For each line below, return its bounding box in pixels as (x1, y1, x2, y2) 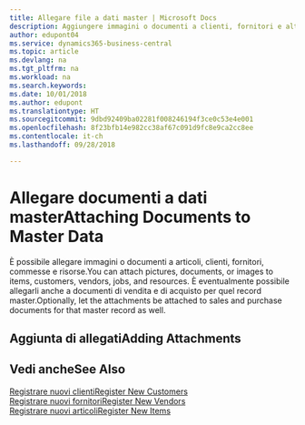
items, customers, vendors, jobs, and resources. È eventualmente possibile (9, 275, 290, 287)
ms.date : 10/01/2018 (9, 89, 88, 98)
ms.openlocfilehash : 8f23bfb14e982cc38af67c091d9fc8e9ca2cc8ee (9, 124, 254, 133)
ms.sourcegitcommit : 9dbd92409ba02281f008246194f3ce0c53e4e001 (9, 115, 254, 124)
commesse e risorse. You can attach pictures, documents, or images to (9, 266, 274, 277)
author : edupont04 (9, 30, 79, 39)
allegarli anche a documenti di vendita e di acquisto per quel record (9, 285, 261, 296)
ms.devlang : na (9, 56, 67, 65)
